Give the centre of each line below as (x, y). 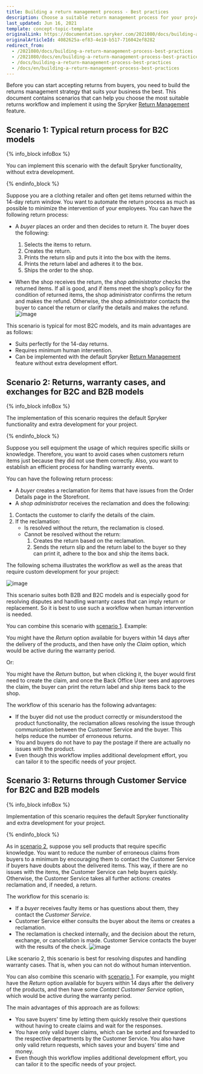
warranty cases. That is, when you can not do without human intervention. (99, 965)
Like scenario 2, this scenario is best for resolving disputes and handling (96, 958)
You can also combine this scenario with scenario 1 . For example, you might (101, 976)
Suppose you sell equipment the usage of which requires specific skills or (98, 448)
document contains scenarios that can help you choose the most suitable (98, 98)
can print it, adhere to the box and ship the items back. (101, 553)
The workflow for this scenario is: (48, 896)
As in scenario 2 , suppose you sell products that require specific (86, 846)
